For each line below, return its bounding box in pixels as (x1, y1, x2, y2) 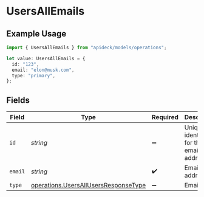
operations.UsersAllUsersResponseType (30, 181, 146, 190)
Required (151, 113, 179, 122)
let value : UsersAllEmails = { (6, 55, 86, 61)
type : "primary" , (12, 72, 56, 78)
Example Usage (6, 29, 67, 39)
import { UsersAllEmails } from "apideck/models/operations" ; (6, 44, 167, 50)
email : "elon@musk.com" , (12, 67, 75, 73)
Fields (6, 95, 30, 105)
